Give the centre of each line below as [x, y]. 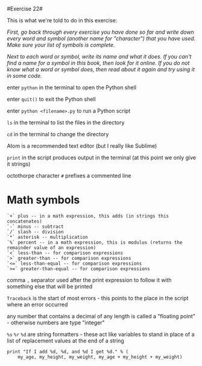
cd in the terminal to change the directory [58, 134]
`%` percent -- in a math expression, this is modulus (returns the [95, 242]
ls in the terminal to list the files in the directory [66, 122]
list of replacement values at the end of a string [65, 341]
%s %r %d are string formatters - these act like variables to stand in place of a [101, 334]
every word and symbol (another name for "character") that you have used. [101, 38]
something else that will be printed [50, 286]
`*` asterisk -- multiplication [47, 237]
